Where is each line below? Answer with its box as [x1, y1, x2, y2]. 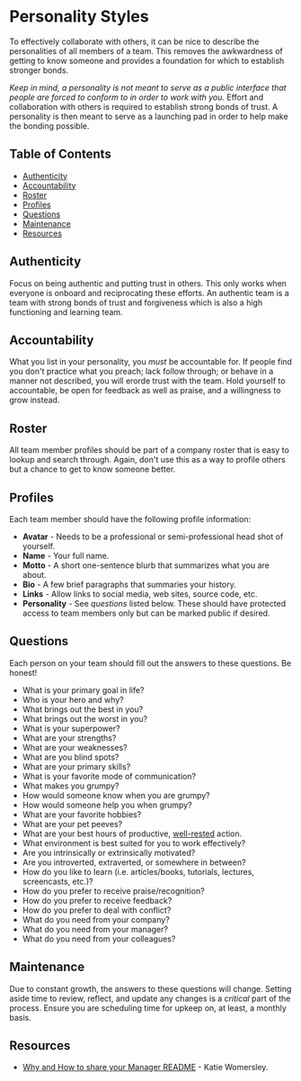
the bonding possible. [9, 120, 90, 131]
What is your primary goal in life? [22, 684, 146, 695]
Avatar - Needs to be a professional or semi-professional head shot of [22, 531, 284, 542]
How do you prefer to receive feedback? [22, 895, 173, 905]
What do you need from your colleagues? [22, 933, 176, 944]
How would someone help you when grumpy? [22, 799, 192, 810]
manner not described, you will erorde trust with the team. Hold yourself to [9, 375, 286, 386]
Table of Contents [9, 147, 112, 162]
